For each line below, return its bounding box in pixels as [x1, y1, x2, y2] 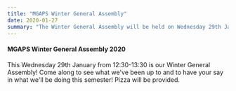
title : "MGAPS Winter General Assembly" [7, 10, 128, 17]
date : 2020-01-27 [7, 17, 58, 24]
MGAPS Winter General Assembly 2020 [7, 45, 126, 53]
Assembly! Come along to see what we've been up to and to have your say [7, 68, 223, 76]
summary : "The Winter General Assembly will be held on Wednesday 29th [7, 23, 221, 30]
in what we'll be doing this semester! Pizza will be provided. [7, 75, 181, 84]
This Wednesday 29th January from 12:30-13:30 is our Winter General [7, 60, 211, 69]
